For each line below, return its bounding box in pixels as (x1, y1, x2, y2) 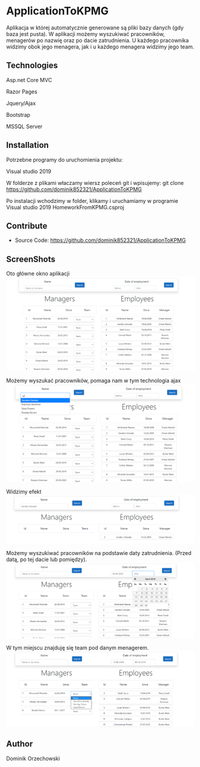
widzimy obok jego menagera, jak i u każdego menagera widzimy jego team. (6, 43, 195, 50)
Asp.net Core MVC (6, 76, 53, 83)
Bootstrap (6, 111, 31, 118)
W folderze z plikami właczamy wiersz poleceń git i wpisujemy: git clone (6, 179, 184, 186)
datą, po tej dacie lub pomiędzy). (6, 556, 87, 563)
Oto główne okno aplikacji (6, 270, 70, 277)
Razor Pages (6, 88, 38, 95)
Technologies (6, 60, 59, 71)
